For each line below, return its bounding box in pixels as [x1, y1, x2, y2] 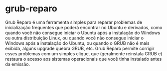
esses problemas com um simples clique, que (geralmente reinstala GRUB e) [5, 50, 163, 57]
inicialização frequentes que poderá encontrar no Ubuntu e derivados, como [5, 24, 163, 30]
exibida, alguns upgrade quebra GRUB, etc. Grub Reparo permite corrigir [5, 45, 155, 51]
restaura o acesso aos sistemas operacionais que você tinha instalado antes [5, 56, 162, 62]
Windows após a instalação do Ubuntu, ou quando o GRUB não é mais [5, 40, 150, 46]
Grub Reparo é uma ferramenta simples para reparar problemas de [5, 19, 143, 25]
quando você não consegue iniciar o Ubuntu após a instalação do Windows [5, 30, 161, 35]
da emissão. [5, 61, 30, 67]
